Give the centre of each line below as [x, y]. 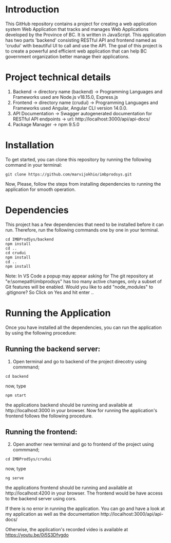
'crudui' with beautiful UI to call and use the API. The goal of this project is [84, 45]
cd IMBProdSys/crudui [28, 459]
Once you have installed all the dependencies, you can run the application [83, 327]
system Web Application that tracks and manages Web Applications [77, 29]
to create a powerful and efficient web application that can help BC [76, 51]
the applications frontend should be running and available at [69, 488]
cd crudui [16, 253]
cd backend [17, 376]
